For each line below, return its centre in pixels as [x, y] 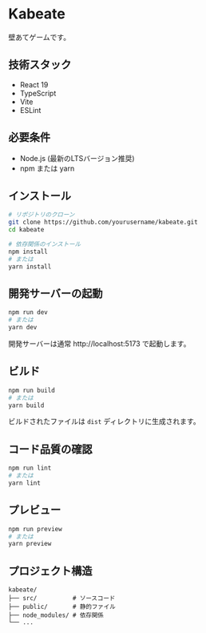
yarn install [30, 266]
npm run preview [35, 529]
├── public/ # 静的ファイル [62, 607]
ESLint [30, 110]
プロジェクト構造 [50, 571]
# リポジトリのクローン [42, 215]
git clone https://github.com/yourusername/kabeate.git [103, 222]
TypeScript [38, 93]
